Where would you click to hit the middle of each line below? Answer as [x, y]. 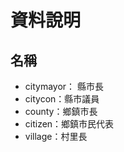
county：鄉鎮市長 [61, 111]
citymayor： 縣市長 [64, 86]
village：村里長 [56, 136]
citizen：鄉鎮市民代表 [69, 124]
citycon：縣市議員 [62, 99]
